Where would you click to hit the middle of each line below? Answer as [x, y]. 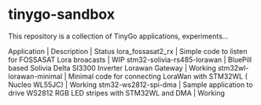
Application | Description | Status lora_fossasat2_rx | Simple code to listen [128, 51]
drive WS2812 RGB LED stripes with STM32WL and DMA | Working [117, 92]
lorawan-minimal [35, 76]
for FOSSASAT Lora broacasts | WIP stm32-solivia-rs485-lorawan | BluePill [130, 60]
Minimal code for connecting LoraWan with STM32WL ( [158, 76]
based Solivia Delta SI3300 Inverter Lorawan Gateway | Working [112, 67]
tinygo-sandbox [62, 14]
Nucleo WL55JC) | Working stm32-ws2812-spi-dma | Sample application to [130, 85]
